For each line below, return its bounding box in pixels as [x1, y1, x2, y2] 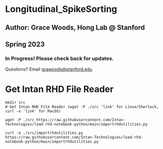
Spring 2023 [5, 40, 45, 48]
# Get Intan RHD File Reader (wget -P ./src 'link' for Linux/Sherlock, [5, 104, 159, 110]
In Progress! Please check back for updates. [5, 55, 114, 62]
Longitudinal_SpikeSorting [5, 3, 118, 15]
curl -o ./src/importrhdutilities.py [5, 131, 83, 136]
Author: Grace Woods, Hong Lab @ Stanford [5, 23, 145, 32]
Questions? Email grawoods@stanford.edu [5, 66, 93, 73]
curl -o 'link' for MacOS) [5, 109, 61, 114]
